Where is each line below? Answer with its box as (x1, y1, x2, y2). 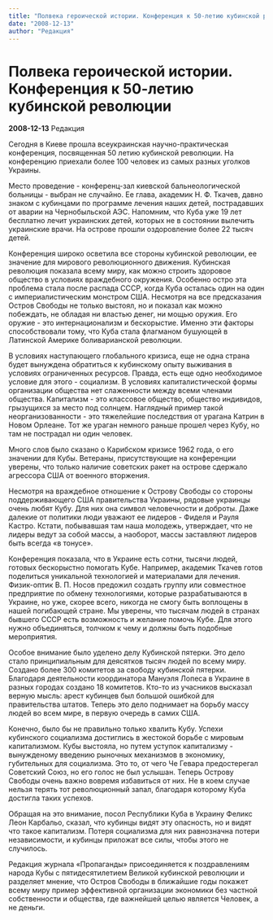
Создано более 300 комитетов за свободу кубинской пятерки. (8, 665, 227, 675)
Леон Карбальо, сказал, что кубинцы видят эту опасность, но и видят (8, 817, 252, 827)
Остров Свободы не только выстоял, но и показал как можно (8, 300, 223, 310)
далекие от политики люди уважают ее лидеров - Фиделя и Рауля (8, 512, 240, 522)
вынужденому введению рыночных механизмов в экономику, (8, 750, 226, 760)
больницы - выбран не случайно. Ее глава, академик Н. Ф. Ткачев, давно (8, 190, 263, 199)
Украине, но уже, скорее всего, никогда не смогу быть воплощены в (8, 598, 249, 607)
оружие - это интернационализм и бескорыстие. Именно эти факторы (8, 318, 254, 328)
